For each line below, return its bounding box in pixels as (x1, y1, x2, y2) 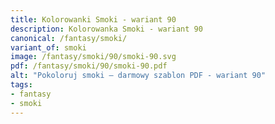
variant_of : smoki (10, 42, 87, 53)
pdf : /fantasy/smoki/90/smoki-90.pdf (10, 61, 168, 71)
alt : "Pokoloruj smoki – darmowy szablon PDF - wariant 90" (10, 71, 267, 81)
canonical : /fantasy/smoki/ (10, 33, 128, 43)
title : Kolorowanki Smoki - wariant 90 (10, 14, 177, 25)
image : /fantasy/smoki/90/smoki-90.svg (10, 52, 177, 62)
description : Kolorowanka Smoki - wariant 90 (10, 24, 203, 34)
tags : (10, 80, 33, 90)
